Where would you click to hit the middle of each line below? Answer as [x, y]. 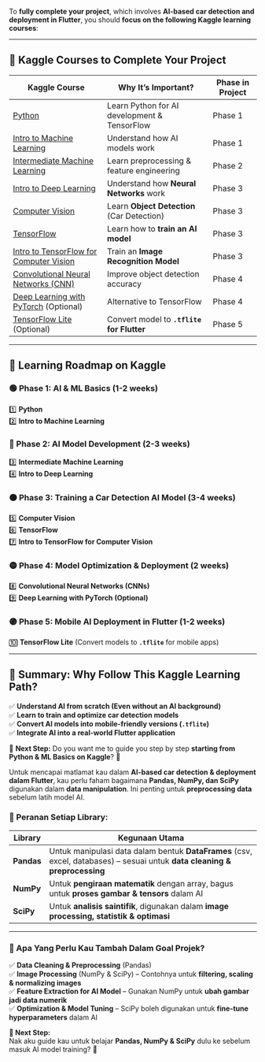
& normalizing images [45, 983]
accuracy [124, 284]
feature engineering [143, 170]
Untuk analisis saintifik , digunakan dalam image [139, 906]
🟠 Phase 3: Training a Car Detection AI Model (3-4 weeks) [122, 497]
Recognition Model [143, 261]
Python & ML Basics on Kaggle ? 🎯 [65, 756]
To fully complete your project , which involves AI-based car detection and [132, 11]
